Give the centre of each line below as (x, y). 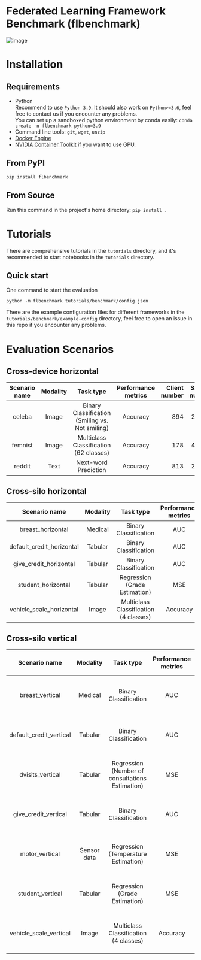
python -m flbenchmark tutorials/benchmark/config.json (77, 301)
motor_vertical (40, 853)
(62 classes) (92, 453)
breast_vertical (40, 695)
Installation (35, 65)
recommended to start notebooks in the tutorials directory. (80, 257)
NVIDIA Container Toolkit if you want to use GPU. (75, 144)
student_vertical (40, 894)
